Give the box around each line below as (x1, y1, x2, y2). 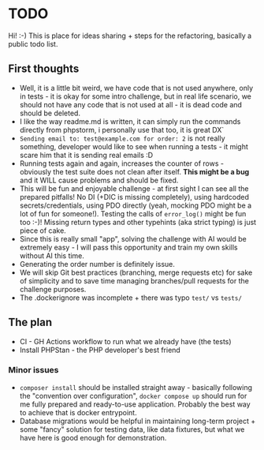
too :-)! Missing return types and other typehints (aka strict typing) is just (19, 217, 257, 227)
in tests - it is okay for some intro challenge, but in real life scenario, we (19, 92, 252, 101)
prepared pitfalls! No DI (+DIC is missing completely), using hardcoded (19, 192, 250, 201)
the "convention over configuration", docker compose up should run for (19, 391, 247, 400)
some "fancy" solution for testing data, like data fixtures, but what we (19, 424, 245, 434)
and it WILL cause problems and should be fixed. (19, 175, 179, 185)
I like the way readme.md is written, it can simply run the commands (19, 116, 241, 126)
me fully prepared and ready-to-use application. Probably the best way (19, 399, 251, 409)
